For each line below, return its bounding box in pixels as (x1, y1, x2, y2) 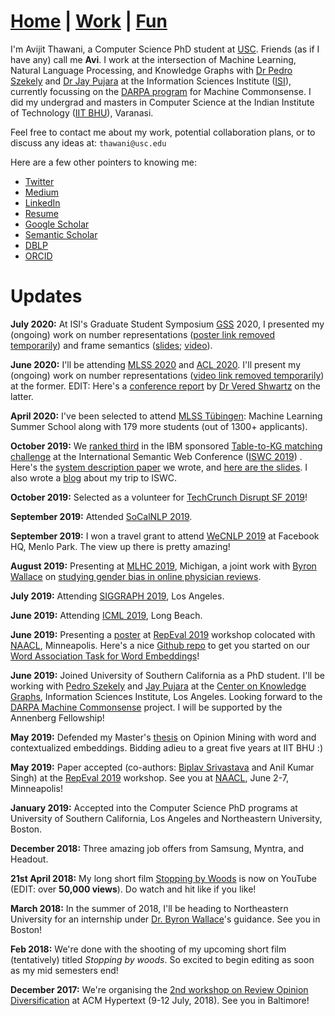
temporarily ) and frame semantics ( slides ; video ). (10, 339, 213, 351)
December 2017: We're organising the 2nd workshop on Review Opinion (10, 983, 309, 995)
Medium (24, 186, 60, 198)
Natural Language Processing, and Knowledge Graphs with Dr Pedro (10, 64, 293, 76)
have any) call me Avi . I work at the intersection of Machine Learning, (10, 53, 297, 65)
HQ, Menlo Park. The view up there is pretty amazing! (10, 540, 231, 552)
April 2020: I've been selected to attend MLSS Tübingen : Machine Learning (10, 410, 323, 422)
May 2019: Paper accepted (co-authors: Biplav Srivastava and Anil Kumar (10, 761, 315, 773)
